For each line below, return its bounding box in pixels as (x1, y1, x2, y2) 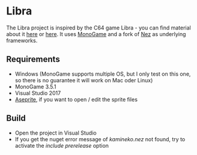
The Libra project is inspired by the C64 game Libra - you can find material (6, 24, 191, 31)
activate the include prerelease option (14, 142, 109, 149)
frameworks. (6, 37, 38, 44)
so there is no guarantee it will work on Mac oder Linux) (14, 76, 153, 84)
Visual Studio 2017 (14, 89, 61, 97)
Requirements (6, 54, 60, 64)
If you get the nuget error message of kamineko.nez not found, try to (14, 135, 186, 142)
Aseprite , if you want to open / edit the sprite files (14, 96, 138, 103)
